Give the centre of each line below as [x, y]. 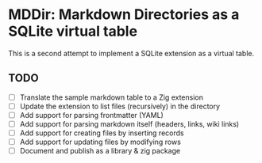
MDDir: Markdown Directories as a [124, 15]
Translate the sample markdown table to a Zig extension [112, 97]
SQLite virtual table [73, 31]
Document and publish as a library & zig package [100, 151]
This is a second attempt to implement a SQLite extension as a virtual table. [131, 53]
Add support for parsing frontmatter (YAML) [92, 115]
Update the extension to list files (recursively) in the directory [120, 106]
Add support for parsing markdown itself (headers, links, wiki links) [129, 123]
